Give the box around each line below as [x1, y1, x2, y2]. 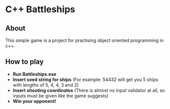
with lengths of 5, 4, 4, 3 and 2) [12, 81, 79, 88]
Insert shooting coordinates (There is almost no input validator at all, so [12, 87, 165, 93]
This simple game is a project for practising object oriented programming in [5, 37, 164, 43]
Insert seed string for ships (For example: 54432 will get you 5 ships [12, 76, 158, 83]
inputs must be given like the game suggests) [12, 93, 109, 99]
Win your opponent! [12, 98, 57, 104]
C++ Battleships [5, 4, 76, 15]
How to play [5, 58, 44, 66]
